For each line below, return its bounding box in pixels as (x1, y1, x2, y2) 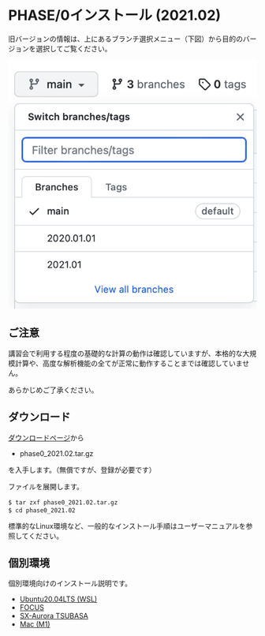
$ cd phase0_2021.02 (8, 506, 77, 514)
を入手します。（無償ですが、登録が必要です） (8, 465, 156, 474)
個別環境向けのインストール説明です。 (8, 578, 132, 588)
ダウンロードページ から (8, 432, 84, 442)
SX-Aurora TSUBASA (19, 612, 89, 621)
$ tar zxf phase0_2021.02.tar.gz (8, 498, 118, 507)
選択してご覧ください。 (35, 43, 112, 53)
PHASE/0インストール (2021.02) (8, 6, 222, 24)
